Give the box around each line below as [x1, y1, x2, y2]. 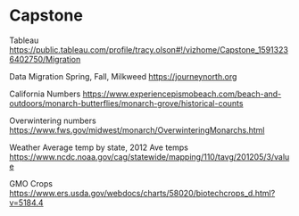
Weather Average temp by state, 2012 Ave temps [9, 142, 189, 153]
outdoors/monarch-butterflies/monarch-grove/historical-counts [9, 97, 244, 108]
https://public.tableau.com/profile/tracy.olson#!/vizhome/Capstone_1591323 [9, 44, 288, 54]
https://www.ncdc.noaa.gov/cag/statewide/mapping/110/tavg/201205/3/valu [9, 151, 290, 162]
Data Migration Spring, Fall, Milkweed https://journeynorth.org [9, 71, 237, 81]
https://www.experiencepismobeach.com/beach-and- [82, 88, 282, 99]
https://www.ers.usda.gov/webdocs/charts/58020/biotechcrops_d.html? [9, 187, 276, 198]
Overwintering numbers [9, 115, 96, 126]
